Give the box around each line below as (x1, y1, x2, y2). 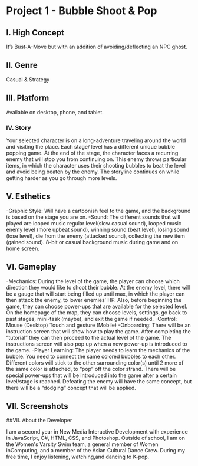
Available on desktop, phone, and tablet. (6, 109, 104, 116)
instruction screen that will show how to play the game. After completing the (6, 327, 192, 334)
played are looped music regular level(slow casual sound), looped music (6, 219, 181, 227)
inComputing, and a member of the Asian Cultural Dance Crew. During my (6, 447, 186, 454)
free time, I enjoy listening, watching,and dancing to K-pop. (6, 453, 150, 461)
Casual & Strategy (6, 76, 50, 83)
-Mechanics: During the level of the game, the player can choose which (6, 277, 180, 284)
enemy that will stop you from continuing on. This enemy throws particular (6, 155, 187, 163)
